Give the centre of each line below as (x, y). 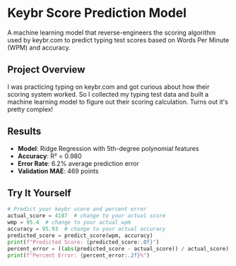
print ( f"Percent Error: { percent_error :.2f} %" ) (79, 255)
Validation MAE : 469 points (58, 171)
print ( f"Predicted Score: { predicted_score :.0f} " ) (83, 242)
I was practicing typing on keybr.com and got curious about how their (108, 87)
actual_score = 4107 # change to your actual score (87, 216)
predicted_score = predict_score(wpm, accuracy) (80, 235)
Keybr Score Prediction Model (97, 13)
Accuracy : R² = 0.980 (50, 156)
